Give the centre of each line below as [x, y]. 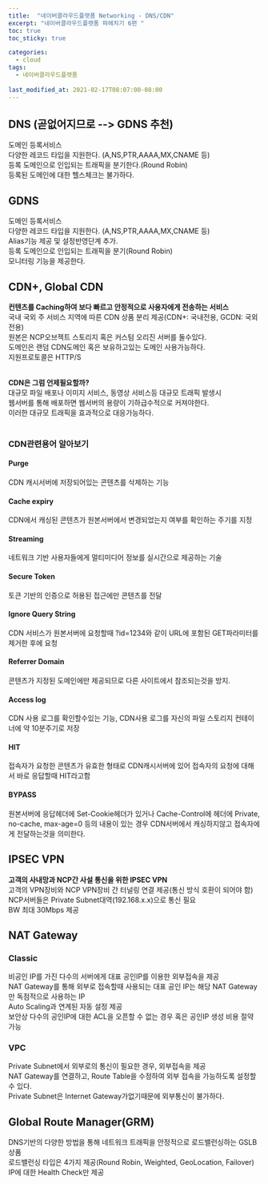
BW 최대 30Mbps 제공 [44, 909]
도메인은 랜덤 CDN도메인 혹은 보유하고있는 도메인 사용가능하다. [107, 347]
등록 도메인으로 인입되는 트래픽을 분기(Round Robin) [91, 251]
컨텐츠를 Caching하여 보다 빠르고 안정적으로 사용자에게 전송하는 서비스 [119, 307]
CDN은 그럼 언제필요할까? [49, 382]
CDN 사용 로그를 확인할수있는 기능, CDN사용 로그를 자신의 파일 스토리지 [121, 719]
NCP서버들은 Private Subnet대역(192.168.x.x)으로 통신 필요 [102, 900]
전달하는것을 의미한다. [51, 833]
